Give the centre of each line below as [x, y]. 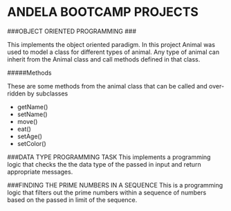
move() [27, 121]
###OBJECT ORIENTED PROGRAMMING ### [72, 31]
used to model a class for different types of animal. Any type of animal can [113, 52]
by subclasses [48, 93]
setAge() [30, 136]
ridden [17, 93]
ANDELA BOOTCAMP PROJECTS [103, 12]
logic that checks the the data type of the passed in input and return [104, 164]
